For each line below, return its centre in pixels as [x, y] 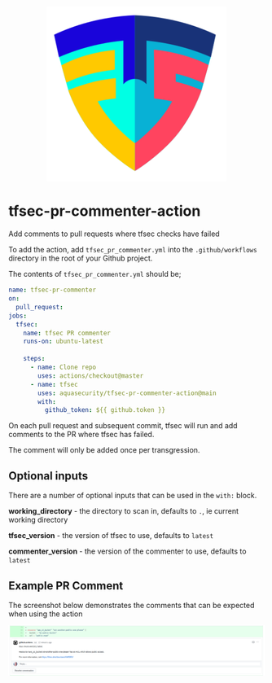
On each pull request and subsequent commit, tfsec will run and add [123, 426]
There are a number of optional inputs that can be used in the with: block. [133, 496]
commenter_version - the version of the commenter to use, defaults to [127, 551]
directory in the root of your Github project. [81, 258]
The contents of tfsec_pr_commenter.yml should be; [95, 274]
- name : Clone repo [63, 368]
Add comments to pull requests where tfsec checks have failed [114, 234]
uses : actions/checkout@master [91, 376]
